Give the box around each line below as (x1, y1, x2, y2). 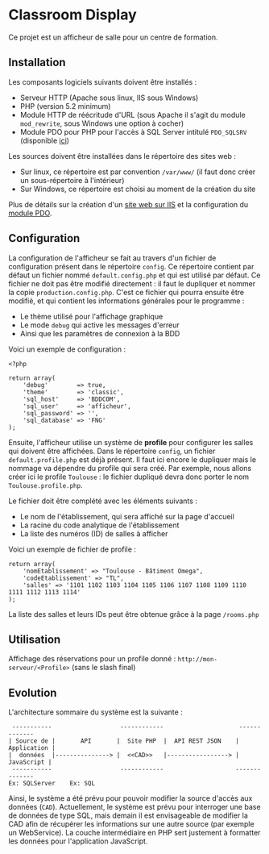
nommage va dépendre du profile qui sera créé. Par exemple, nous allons (8, 463, 252, 473)
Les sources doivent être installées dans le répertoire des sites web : (8, 151, 236, 160)
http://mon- (177, 656, 217, 664)
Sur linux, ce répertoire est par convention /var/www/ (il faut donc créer (19, 167, 256, 177)
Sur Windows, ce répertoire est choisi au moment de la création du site (19, 184, 256, 194)
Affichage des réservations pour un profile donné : (8, 654, 176, 664)
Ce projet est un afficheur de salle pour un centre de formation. (8, 32, 218, 42)
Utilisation (8, 632, 61, 646)
